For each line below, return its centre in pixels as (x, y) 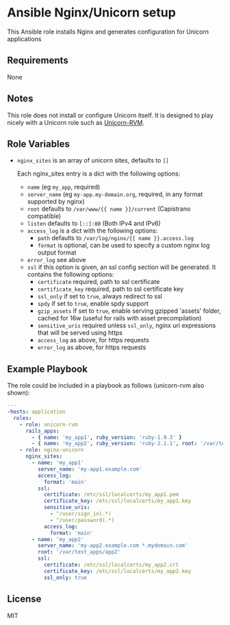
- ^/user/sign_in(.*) (81, 514)
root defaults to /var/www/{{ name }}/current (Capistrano (109, 209)
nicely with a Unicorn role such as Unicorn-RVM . (76, 122)
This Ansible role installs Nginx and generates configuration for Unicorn (108, 32)
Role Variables (38, 144)
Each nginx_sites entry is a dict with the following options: (99, 174)
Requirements (38, 61)
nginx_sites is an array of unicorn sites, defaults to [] (93, 161)
